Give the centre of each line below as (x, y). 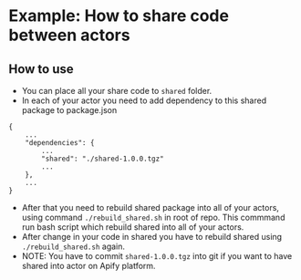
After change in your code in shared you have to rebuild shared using (152, 237)
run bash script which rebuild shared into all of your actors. (133, 227)
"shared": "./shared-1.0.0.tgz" (103, 159)
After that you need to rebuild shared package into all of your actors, (150, 207)
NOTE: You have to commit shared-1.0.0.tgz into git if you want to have (157, 256)
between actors (69, 35)
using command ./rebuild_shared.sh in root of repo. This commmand (153, 217)
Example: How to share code (119, 16)
